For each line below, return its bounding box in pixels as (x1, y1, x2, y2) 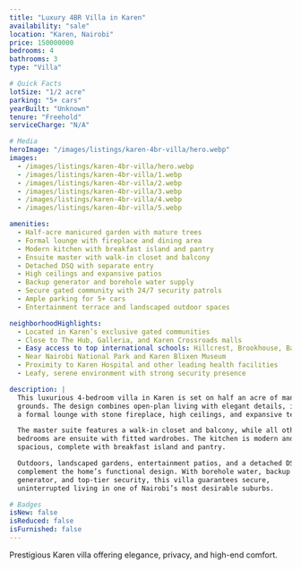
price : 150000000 (9, 38, 74, 47)
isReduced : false (9, 516, 74, 526)
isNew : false (9, 508, 58, 517)
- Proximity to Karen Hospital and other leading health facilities (17, 361, 279, 369)
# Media (9, 137, 39, 146)
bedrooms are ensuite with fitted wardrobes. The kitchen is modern (17, 435, 279, 444)
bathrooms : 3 (9, 55, 58, 64)
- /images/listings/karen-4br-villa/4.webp (17, 195, 182, 204)
